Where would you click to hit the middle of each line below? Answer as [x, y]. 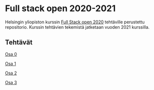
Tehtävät [19, 43]
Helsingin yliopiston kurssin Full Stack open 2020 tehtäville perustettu [75, 22]
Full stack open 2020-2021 [60, 9]
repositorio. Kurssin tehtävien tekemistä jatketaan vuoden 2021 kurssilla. [77, 27]
